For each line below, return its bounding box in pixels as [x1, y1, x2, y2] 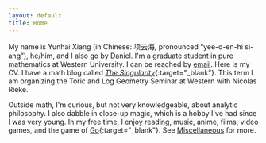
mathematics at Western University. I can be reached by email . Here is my [8, 59, 250, 68]
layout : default [8, 11, 62, 20]
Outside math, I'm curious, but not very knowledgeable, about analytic [8, 100, 238, 110]
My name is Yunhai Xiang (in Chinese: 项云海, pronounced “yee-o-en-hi [8, 41, 244, 52]
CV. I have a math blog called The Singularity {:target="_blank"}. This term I [8, 68, 254, 77]
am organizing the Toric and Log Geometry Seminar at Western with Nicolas [8, 76, 257, 86]
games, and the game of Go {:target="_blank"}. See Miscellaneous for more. [8, 125, 256, 135]
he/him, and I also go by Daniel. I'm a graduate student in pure [29, 51, 234, 60]
